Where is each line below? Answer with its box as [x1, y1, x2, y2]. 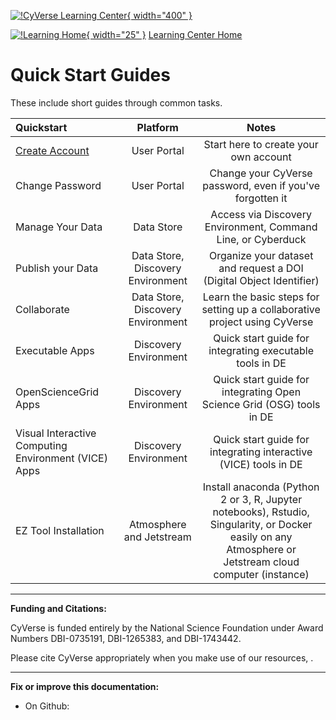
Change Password [15, 178, 102, 192]
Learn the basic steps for [202, 290, 320, 304]
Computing [15, 438, 68, 452]
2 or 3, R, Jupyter [220, 492, 303, 506]
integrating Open [221, 385, 302, 399]
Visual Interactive [15, 426, 97, 440]
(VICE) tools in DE [219, 457, 303, 471]
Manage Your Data [15, 220, 103, 234]
